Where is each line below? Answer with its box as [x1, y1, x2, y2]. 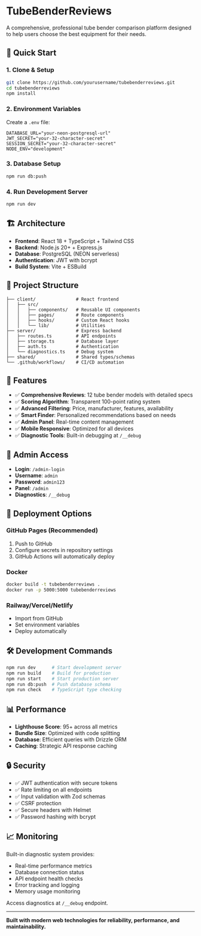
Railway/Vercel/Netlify [6, 601, 74, 610]
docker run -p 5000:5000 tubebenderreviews [6, 587, 117, 593]
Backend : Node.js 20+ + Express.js [14, 244, 103, 251]
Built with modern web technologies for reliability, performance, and [6, 916, 180, 923]
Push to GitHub [14, 540, 53, 547]
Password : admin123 [14, 478, 65, 485]
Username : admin [14, 472, 58, 479]
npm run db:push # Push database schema [6, 681, 111, 688]
